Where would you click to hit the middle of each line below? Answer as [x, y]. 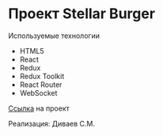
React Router [41, 85]
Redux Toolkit [42, 76]
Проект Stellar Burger [82, 14]
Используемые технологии [54, 36]
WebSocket [38, 93]
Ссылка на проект [39, 108]
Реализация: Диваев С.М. [51, 123]
